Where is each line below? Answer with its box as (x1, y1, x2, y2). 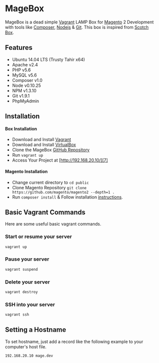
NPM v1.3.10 (12, 87, 36, 93)
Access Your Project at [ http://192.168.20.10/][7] (12, 157, 108, 163)
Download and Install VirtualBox (12, 142, 76, 148)
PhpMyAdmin (12, 98, 39, 104)
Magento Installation (5, 168, 48, 174)
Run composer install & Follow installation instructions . (12, 194, 123, 200)
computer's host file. (5, 343, 47, 349)
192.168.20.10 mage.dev (5, 353, 53, 358)
